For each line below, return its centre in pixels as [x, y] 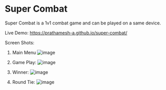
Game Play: [24, 62]
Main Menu [24, 52]
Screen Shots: [20, 42]
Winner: [20, 72]
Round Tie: [23, 82]
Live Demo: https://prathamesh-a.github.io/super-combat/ [66, 33]
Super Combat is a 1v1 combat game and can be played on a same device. [83, 23]
